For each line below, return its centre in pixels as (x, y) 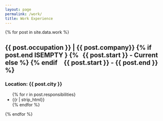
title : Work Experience (29, 18)
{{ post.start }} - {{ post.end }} (111, 63)
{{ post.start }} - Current (120, 55)
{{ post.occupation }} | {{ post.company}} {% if (78, 47)
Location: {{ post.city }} (34, 84)
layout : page (18, 9)
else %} (17, 63)
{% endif (44, 63)
